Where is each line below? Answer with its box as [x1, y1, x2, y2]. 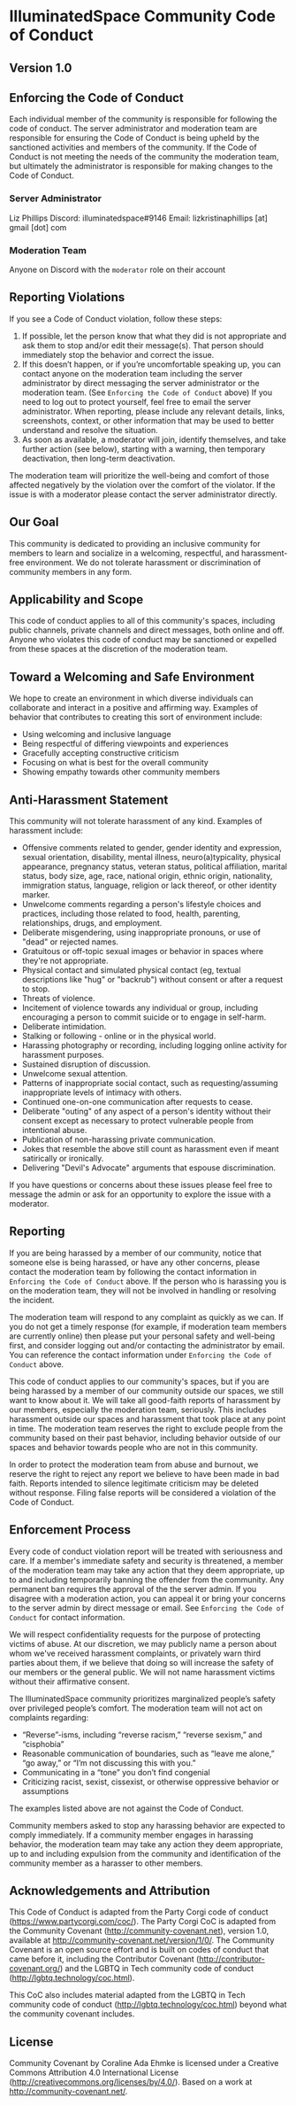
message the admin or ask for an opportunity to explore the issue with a [9, 1189, 271, 1200]
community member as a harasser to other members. [9, 1858, 203, 1868]
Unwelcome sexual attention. [21, 1068, 128, 1079]
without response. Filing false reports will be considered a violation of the [9, 1487, 277, 1498]
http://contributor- [198, 1954, 265, 1964]
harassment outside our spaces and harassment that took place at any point [9, 1413, 286, 1424]
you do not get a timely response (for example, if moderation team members [9, 1321, 287, 1332]
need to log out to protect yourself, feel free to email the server [21, 396, 252, 407]
